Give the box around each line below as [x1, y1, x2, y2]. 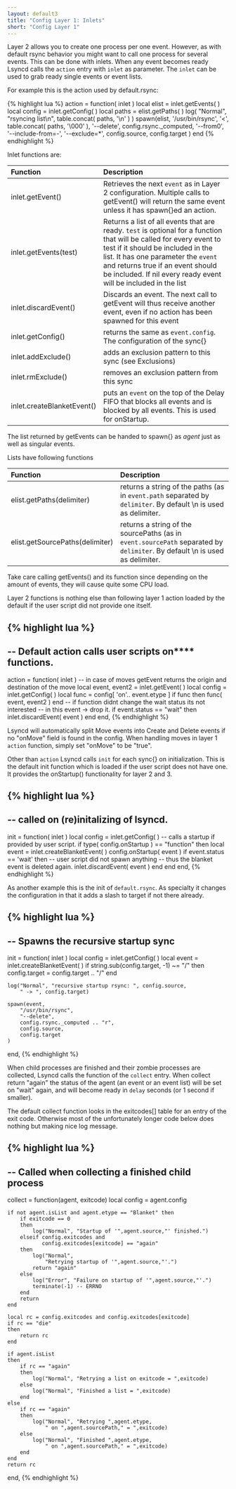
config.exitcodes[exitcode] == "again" [41, 1240, 159, 1247]
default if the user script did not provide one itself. [7, 601, 152, 610]
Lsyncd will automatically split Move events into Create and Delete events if [7, 726, 226, 735]
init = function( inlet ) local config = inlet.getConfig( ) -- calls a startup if [7, 832, 216, 841]
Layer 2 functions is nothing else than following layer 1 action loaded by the [7, 594, 225, 603]
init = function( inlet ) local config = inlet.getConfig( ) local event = [7, 953, 199, 962]
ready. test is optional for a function [103, 225, 223, 235]
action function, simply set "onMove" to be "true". [7, 741, 152, 749]
